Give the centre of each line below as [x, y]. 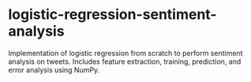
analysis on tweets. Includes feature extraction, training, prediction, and [125, 61]
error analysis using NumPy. [54, 69]
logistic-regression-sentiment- [112, 15]
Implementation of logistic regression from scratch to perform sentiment [126, 53]
